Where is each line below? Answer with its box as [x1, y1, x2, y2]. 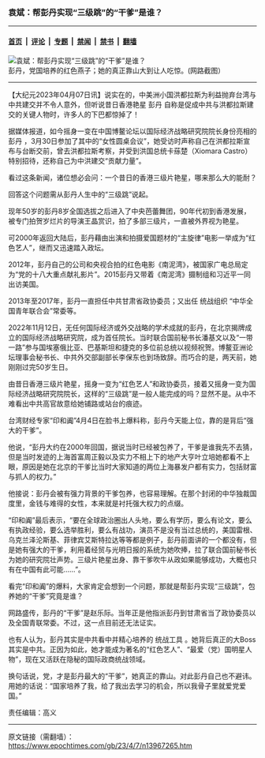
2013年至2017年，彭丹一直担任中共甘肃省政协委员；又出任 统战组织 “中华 [8, 296, 247, 306]
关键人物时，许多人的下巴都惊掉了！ [21, 109, 140, 119]
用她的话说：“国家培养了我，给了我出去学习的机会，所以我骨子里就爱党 [8, 681, 240, 690]
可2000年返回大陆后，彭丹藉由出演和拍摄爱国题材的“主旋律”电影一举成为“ [8, 233, 249, 242]
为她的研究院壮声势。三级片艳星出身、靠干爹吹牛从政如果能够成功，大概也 [8, 554, 250, 564]
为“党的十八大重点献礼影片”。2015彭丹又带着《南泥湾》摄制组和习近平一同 [8, 269, 251, 279]
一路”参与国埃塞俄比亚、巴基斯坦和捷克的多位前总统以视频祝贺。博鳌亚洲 [8, 342, 247, 352]
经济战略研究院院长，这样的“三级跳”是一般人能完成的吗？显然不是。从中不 [14, 388, 256, 398]
